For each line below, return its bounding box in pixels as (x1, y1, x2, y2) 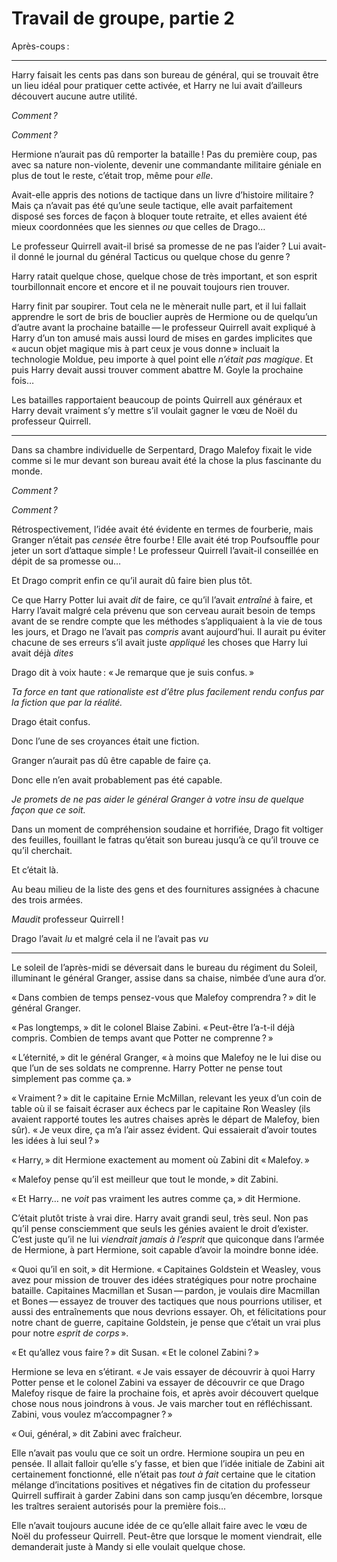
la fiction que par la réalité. (11, 696, 123, 708)
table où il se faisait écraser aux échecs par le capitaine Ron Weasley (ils (11, 1102, 311, 1114)
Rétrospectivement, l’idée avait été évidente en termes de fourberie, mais (11, 523, 314, 535)
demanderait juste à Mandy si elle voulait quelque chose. (11, 1540, 246, 1552)
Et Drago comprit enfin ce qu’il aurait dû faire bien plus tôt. (11, 574, 253, 586)
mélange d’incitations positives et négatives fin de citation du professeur (11, 1478, 311, 1491)
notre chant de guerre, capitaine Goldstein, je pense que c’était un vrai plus (11, 1316, 321, 1328)
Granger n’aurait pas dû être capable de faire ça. (11, 754, 212, 766)
